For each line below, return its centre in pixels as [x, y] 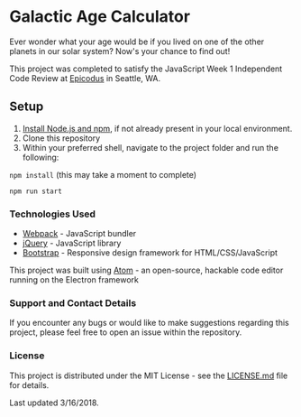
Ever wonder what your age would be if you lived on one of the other [137, 42]
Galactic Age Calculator [100, 17]
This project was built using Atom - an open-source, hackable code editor [146, 270]
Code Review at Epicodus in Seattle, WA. [85, 78]
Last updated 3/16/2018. [54, 403]
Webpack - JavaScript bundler [79, 234]
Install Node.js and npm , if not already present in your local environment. [157, 128]
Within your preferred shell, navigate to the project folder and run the [150, 147]
